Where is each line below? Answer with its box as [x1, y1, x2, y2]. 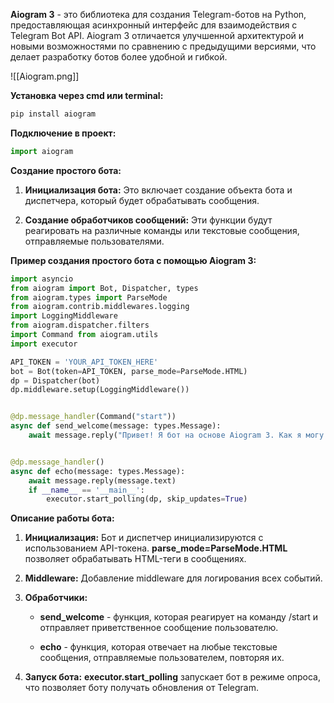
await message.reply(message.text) [28, 475, 177, 486]
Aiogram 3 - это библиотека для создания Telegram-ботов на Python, [10, 9, 307, 20]
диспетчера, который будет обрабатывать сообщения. [24, 194, 260, 206]
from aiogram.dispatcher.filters [10, 320, 150, 331]
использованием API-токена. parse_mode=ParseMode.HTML [24, 542, 288, 554]
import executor [10, 339, 78, 349]
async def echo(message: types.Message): [10, 466, 186, 476]
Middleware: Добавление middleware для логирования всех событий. [24, 572, 323, 584]
